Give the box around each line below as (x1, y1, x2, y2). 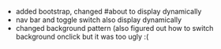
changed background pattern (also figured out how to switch (15, 24, 214, 32)
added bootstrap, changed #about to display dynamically (15, 7, 202, 16)
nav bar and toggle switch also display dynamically (15, 15, 182, 24)
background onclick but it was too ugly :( (15, 32, 149, 41)
